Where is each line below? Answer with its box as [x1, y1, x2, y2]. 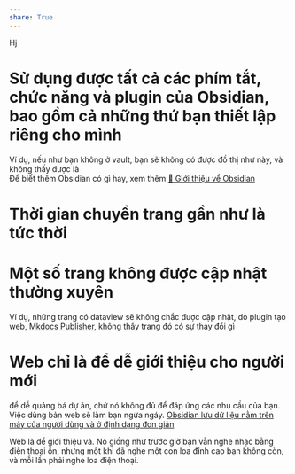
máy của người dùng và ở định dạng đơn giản [9, 418, 175, 430]
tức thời [9, 222, 68, 243]
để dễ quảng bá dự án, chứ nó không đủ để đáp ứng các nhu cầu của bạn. [9, 400, 281, 410]
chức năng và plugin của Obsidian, [9, 87, 270, 107]
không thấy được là [9, 163, 80, 174]
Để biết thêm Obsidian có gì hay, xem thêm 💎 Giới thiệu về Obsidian [9, 173, 255, 183]
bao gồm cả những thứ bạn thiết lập [9, 105, 276, 126]
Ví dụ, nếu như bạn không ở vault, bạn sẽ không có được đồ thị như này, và [9, 154, 283, 165]
